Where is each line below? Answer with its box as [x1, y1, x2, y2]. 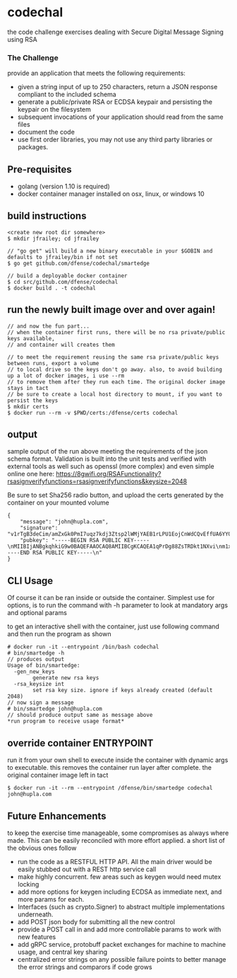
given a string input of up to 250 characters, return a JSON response [17, 83, 218, 91]
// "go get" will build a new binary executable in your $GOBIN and [7, 247, 213, 255]
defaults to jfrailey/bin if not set [7, 253, 119, 260]
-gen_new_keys [13, 668, 55, 676]
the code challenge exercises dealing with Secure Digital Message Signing [7, 28, 224, 36]
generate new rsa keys [32, 674, 99, 681]
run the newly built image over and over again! [7, 304, 216, 316]
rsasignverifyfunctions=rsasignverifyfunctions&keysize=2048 [7, 477, 188, 485]
